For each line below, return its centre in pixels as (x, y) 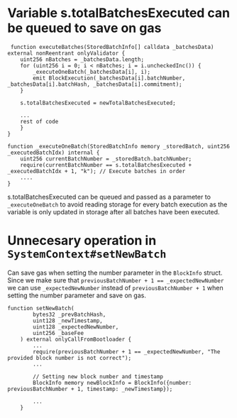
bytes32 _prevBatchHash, (70, 314)
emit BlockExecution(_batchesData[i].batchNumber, (109, 78)
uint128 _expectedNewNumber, (76, 327)
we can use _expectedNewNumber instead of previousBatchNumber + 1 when (115, 287)
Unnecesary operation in (82, 241)
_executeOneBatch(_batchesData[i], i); (92, 72)
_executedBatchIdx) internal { (54, 153)
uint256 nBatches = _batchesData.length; (82, 59)
